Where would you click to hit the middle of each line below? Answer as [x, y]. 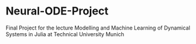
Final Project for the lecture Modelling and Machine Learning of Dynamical [98, 28]
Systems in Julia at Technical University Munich [65, 34]
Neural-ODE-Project [57, 11]
